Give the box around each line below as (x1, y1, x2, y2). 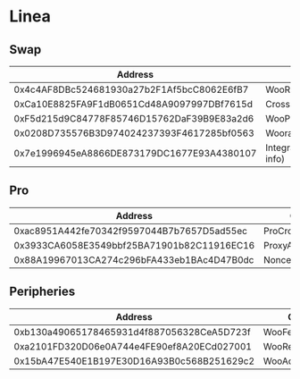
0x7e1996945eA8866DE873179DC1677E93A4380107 (13, 147, 257, 159)
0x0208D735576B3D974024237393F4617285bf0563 (13, 127, 254, 139)
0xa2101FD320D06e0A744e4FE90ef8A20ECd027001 (13, 340, 253, 352)
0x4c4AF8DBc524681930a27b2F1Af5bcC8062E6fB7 (13, 83, 249, 96)
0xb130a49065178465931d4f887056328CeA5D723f (13, 325, 252, 338)
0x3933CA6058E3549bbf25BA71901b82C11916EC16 (13, 239, 255, 251)
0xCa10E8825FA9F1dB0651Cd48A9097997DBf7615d (13, 98, 253, 110)
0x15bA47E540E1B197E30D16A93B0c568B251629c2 (13, 355, 255, 367)
